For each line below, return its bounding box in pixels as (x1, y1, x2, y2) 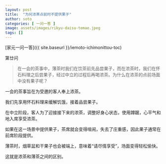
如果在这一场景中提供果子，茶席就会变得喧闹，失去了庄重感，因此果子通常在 (5, 126, 161, 132)
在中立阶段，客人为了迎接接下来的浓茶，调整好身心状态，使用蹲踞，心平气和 (5, 109, 161, 115)
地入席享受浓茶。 (5, 116, 40, 121)
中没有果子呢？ (17, 78, 48, 84)
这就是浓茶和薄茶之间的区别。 (5, 154, 66, 159)
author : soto (5, 16, 32, 21)
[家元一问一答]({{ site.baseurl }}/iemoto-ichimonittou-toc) (5, 45, 122, 50)
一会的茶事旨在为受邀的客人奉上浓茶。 (5, 89, 83, 94)
